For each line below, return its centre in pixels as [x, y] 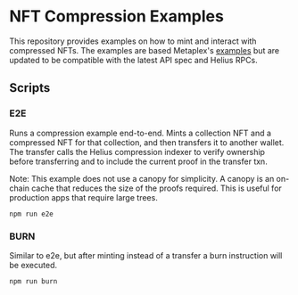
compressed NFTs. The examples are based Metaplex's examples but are [144, 50]
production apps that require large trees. [83, 197]
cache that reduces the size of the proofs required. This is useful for [157, 188]
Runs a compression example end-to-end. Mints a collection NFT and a [141, 133]
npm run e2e [31, 214]
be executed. [33, 265]
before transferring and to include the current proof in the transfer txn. [138, 161]
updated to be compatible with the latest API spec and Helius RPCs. [134, 60]
